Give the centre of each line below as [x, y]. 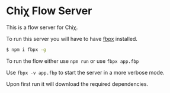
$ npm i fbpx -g [26, 49]
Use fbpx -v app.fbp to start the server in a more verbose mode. [85, 72]
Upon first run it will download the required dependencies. [77, 84]
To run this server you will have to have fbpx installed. [72, 39]
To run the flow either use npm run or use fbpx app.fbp [73, 61]
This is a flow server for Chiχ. [42, 27]
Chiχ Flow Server [49, 11]
